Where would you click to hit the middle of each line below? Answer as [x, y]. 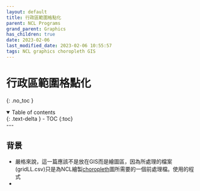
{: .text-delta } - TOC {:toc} [40, 118]
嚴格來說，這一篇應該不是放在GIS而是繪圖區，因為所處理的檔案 [93, 161]
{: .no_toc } [20, 100]
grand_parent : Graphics [36, 29]
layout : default [27, 12]
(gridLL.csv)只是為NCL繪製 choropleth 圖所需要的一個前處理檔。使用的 [102, 169]
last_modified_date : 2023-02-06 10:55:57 [59, 46]
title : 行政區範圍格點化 [34, 18]
